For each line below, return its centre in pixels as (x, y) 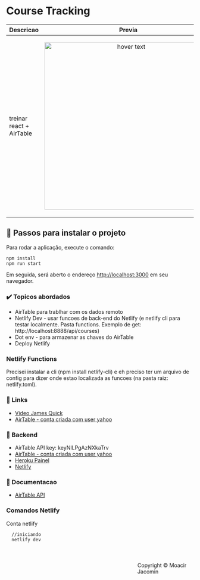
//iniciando (26, 534)
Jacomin (148, 571)
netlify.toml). (21, 385)
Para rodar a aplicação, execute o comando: (60, 247)
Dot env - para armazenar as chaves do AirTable (74, 337)
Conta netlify (22, 523)
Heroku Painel (32, 460)
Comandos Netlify (33, 510)
